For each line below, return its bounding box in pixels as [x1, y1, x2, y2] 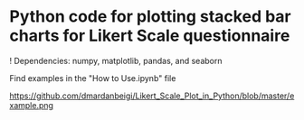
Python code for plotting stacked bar [9, 6, 291, 27]
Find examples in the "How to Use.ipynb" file [9, 72, 176, 83]
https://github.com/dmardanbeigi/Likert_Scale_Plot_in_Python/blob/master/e [9, 90, 295, 101]
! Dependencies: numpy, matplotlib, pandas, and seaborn [9, 55, 223, 66]
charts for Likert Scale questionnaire [9, 25, 290, 46]
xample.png [9, 99, 54, 110]
